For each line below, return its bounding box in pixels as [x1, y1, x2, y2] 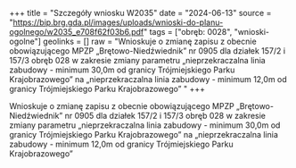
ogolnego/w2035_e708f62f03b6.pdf [9, 27, 144, 37]
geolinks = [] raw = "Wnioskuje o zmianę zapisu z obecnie [43, 36, 257, 46]
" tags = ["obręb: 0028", [143, 27, 233, 37]
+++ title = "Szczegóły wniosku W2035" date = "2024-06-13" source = [9, 8, 272, 18]
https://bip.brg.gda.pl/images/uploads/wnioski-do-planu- [12, 17, 224, 28]
